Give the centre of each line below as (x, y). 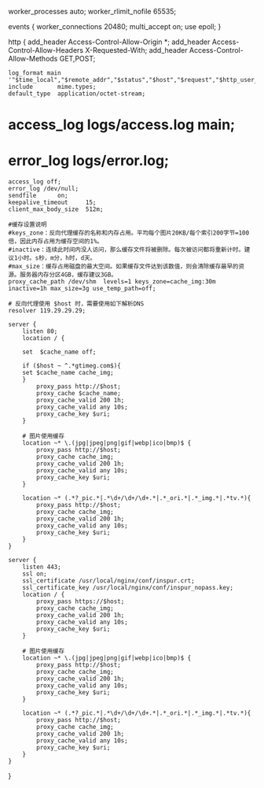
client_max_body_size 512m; (56, 209)
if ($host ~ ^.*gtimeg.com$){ (72, 366)
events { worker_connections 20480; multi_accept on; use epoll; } (115, 26)
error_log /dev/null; (44, 189)
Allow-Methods (33, 59)
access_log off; (35, 182)
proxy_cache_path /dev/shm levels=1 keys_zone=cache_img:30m (112, 282)
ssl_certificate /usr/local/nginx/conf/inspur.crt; (108, 581)
